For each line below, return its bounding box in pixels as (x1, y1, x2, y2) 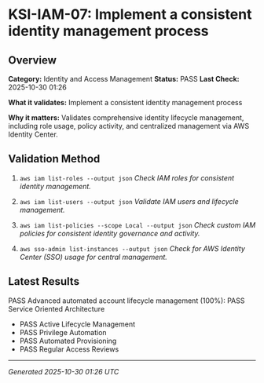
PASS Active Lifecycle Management (19, 319, 136, 329)
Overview (8, 53, 57, 67)
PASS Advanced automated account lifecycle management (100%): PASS (8, 296, 245, 305)
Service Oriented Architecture (8, 304, 105, 313)
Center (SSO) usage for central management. (19, 252, 167, 261)
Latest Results (8, 275, 80, 288)
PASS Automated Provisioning (19, 336, 117, 345)
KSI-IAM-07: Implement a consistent (8, 5, 252, 24)
